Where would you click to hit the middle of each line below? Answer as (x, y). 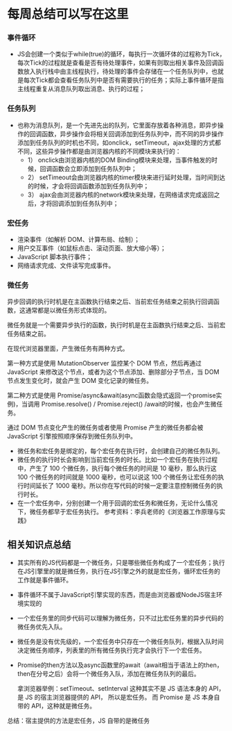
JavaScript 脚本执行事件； (54, 257)
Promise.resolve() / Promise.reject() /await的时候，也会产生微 (129, 404)
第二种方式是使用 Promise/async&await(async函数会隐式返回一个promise (111, 395)
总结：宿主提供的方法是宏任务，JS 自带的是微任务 (79, 721)
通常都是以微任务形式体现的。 (68, 311)
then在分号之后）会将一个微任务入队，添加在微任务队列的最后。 (109, 674)
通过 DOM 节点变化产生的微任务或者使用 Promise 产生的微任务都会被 (105, 427)
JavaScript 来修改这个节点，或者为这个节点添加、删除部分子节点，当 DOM (113, 372)
